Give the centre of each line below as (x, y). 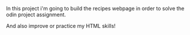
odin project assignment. (36, 15)
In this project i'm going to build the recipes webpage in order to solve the (95, 8)
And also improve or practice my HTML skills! (61, 26)
